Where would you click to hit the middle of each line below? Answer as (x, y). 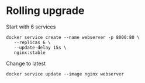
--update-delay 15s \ (40, 48)
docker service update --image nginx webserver (65, 74)
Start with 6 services (31, 27)
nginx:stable (30, 53)
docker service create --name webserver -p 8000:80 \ (73, 37)
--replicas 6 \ (32, 42)
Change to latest (26, 63)
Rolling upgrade (45, 11)
